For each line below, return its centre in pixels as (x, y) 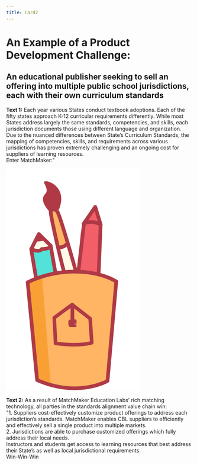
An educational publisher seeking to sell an (87, 77)
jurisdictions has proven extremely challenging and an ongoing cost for (93, 147)
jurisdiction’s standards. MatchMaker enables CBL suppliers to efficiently (95, 419)
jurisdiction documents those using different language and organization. (94, 129)
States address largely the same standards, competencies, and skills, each (97, 122)
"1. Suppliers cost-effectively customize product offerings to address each (97, 412)
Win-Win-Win (22, 457)
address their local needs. (38, 438)
